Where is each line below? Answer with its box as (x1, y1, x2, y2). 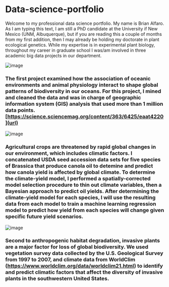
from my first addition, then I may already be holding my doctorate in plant (5, 36, 160, 43)
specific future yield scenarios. (5, 213, 84, 220)
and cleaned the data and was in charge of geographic (5, 94, 141, 101)
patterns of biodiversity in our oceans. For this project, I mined (5, 88, 161, 95)
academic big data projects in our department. (5, 52, 102, 59)
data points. (5, 106, 35, 113)
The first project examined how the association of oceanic (5, 75, 151, 82)
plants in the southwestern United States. (5, 275, 109, 282)
